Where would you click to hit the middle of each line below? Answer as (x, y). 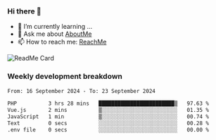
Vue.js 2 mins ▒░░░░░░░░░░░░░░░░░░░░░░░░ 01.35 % (108, 110)
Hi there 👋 (25, 11)
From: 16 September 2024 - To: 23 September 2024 (82, 91)
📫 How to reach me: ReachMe (62, 42)
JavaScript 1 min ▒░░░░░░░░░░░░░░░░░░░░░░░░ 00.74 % (108, 117)
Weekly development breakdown (65, 77)
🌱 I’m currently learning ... (55, 27)
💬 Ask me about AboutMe (55, 34)
